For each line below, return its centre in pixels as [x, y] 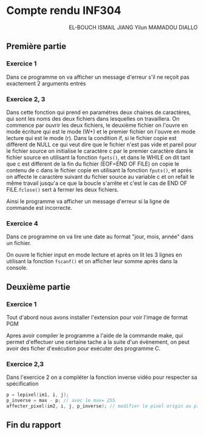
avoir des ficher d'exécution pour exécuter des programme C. [83, 348]
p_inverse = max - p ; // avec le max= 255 [61, 401]
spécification [22, 384]
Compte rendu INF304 [64, 11]
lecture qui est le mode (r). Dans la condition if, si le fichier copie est [92, 138]
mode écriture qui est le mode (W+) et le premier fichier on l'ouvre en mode [101, 132]
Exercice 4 [22, 223]
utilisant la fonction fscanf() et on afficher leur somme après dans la [92, 261]
